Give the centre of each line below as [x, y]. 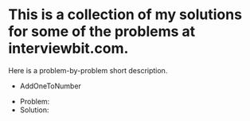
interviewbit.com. [68, 49]
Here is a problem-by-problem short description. [88, 70]
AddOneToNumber [51, 86]
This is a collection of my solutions [125, 15]
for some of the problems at [102, 31]
